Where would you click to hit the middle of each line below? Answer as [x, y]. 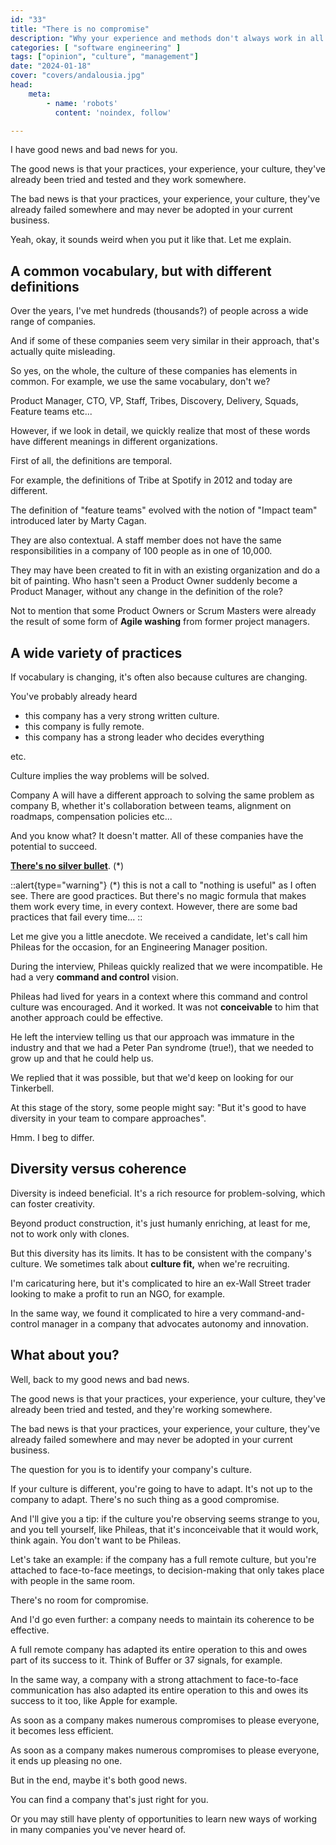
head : [21, 85]
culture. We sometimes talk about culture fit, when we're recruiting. [150, 1263]
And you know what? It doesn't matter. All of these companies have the [157, 835]
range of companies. [53, 322]
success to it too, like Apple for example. [94, 1700]
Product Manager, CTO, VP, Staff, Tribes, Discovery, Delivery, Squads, [154, 401]
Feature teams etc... [51, 412]
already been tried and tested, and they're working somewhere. [141, 1409]
